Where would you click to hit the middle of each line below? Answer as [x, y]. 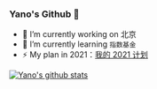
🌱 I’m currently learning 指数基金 [79, 44]
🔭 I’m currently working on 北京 [79, 34]
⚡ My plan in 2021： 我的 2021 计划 [85, 55]
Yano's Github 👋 [44, 14]
